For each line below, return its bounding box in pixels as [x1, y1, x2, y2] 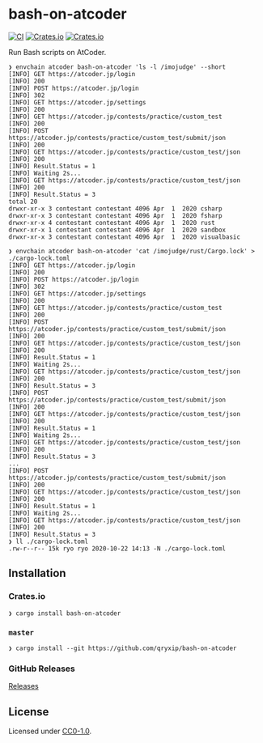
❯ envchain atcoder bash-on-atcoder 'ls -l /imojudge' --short [8, 62, 227, 71]
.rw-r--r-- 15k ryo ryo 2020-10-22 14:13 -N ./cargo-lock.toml [8, 544, 227, 553]
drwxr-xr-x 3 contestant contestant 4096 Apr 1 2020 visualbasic [8, 232, 241, 241]
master [8, 628, 35, 637]
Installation [8, 567, 66, 580]
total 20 [8, 197, 38, 206]
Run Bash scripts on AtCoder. [8, 47, 107, 57]
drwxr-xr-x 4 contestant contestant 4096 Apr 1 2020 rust [8, 219, 216, 227]
